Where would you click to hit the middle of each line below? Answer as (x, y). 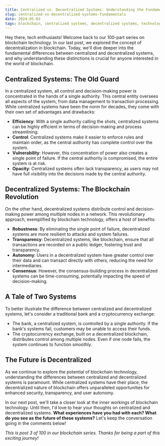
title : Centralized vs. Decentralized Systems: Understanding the (74, 10)
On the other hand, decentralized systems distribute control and (70, 209)
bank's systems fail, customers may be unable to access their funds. (82, 329)
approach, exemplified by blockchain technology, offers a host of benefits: (80, 219)
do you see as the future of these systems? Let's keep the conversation (79, 418)
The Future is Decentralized (48, 360)
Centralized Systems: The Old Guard (62, 79)
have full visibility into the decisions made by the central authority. (79, 174)
